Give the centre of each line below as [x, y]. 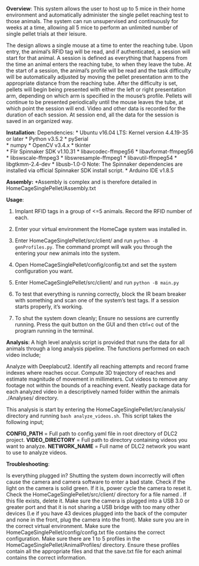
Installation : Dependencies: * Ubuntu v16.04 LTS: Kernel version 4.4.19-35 [97, 132]
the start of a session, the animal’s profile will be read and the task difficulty [99, 70]
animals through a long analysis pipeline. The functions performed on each [98, 349]
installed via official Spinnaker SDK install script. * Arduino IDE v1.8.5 [90, 170]
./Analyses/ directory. [32, 398]
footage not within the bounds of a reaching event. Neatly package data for [98, 385]
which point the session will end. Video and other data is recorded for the [96, 108]
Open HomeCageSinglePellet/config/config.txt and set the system [96, 265]
